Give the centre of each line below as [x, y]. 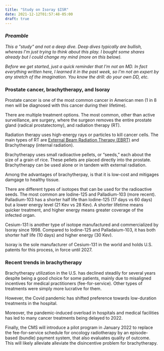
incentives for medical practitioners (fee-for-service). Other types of [74, 283]
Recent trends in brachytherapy [43, 262]
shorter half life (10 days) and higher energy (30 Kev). [59, 235]
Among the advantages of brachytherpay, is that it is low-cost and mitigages [82, 174]
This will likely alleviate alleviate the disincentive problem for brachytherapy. [81, 343]
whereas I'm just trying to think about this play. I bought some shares [75, 51]
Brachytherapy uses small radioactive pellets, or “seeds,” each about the [78, 154]
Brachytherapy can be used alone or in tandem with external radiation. [76, 165]
